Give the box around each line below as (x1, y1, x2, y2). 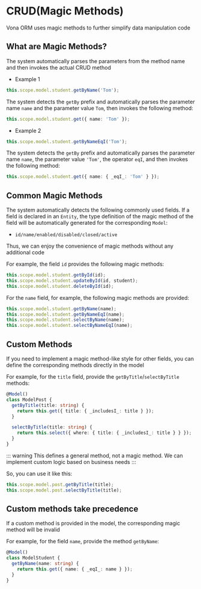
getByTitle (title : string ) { (11, 402, 85, 408)
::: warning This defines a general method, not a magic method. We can (6, 452, 183, 459)
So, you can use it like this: (6, 470, 73, 477)
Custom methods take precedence (6, 504, 139, 514)
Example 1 (14, 75, 40, 82)
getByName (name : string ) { (11, 561, 79, 567)
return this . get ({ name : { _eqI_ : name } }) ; (17, 566, 133, 572)
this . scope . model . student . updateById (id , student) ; (6, 278, 138, 284)
